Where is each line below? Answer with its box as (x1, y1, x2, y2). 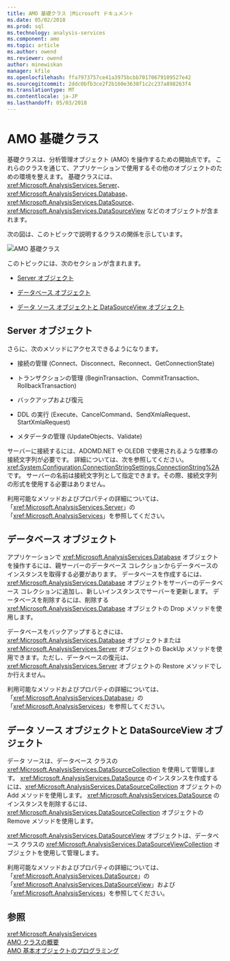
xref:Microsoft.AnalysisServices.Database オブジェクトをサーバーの (7, 578, 199, 587)
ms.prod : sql (7, 23, 44, 30)
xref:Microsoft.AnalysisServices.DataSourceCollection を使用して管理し (7, 765, 210, 773)
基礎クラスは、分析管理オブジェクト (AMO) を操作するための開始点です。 (7, 155, 214, 163)
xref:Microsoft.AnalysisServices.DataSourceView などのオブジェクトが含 (7, 207, 214, 215)
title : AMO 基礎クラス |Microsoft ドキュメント (7, 10, 134, 17)
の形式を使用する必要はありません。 (7, 479, 110, 488)
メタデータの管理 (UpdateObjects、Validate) (16, 432, 142, 440)
